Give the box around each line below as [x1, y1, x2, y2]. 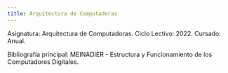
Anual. [7, 36, 26, 45]
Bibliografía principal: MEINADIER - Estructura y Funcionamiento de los [7, 50, 213, 58]
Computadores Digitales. [7, 57, 79, 66]
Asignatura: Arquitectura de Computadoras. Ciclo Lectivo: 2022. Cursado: [7, 29, 221, 38]
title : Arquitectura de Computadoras [7, 10, 118, 17]
